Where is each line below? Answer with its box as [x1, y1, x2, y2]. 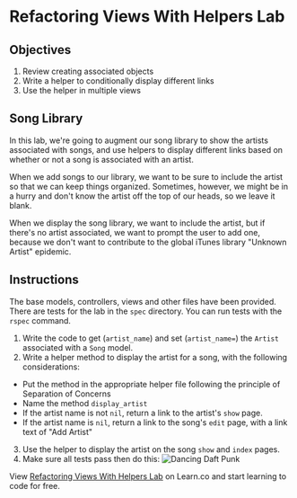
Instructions [9, 272, 79, 288]
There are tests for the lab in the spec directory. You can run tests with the [9, 306, 283, 316]
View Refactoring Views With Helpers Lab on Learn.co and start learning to [9, 470, 287, 482]
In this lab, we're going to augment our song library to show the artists [9, 135, 269, 146]
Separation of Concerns [22, 388, 111, 399]
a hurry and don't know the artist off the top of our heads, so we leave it [9, 191, 275, 201]
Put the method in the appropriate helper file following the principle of [22, 378, 281, 389]
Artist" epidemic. [9, 245, 72, 257]
